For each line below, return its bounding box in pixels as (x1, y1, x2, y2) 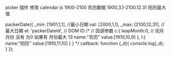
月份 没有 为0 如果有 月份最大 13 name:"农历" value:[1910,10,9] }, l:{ (5, 34, 146, 40)
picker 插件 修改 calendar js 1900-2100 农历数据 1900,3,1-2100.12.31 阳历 (5, 5, 157, 10)
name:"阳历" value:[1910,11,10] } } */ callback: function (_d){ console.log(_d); (5, 40, 164, 46)
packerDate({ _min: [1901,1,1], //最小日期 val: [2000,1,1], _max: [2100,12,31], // (5, 22, 165, 27)
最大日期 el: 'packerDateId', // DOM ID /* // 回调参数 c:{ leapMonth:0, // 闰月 (5, 28, 164, 34)
